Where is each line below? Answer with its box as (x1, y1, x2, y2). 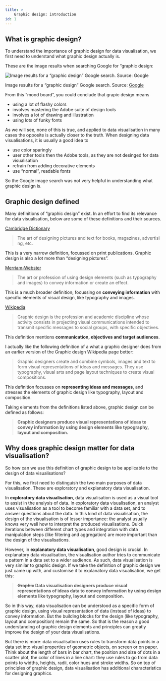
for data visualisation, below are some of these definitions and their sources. (5, 216, 162, 221)
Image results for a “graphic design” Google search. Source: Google (5, 82, 144, 88)
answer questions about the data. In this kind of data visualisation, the (5, 510, 148, 516)
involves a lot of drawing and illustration (12, 112, 94, 118)
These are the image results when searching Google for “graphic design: (5, 63, 154, 69)
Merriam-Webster (5, 265, 42, 271)
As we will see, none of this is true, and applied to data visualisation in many (5, 127, 161, 133)
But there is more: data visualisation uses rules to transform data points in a (5, 638, 160, 644)
